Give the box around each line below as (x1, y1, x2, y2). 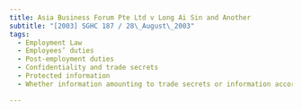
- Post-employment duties (17, 55, 115, 63)
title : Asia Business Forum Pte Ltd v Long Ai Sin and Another (9, 13, 252, 22)
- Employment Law (17, 38, 83, 47)
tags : (9, 30, 30, 38)
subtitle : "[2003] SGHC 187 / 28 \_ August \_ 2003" (9, 21, 195, 30)
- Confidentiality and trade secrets (17, 63, 159, 72)
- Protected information (17, 72, 111, 80)
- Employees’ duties (17, 47, 94, 55)
